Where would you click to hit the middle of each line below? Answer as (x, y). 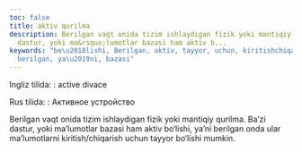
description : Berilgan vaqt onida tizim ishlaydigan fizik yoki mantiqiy (151, 34)
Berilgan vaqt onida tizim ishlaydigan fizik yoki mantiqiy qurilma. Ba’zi (138, 119)
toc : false (30, 17)
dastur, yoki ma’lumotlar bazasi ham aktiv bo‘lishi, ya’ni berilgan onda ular (145, 129)
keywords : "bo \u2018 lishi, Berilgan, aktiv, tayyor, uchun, (124, 51)
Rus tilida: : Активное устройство (72, 102)
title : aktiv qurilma (50, 26)
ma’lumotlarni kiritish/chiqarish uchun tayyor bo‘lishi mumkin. (122, 138)
